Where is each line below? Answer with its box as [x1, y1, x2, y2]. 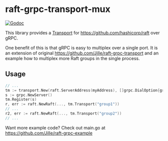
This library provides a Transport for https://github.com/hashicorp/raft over [5, 29, 160, 35]
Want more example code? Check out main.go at [5, 124, 106, 130]
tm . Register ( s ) [5, 97, 37, 102]
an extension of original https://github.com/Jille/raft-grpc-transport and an [5, 50, 159, 56]
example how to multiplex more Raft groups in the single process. [5, 55, 140, 61]
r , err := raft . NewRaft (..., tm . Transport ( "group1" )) [5, 101, 120, 107]
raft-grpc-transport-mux [5, 3, 111, 15]
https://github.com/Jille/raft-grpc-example [5, 130, 92, 136]
